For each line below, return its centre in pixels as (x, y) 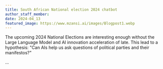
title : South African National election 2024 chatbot (61, 10)
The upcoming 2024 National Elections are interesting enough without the (80, 37)
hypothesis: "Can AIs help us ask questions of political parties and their (77, 47)
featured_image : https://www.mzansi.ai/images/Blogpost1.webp (70, 23)
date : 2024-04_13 (23, 19)
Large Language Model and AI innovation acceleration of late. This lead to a (81, 43)
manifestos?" (18, 53)
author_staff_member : (27, 14)
